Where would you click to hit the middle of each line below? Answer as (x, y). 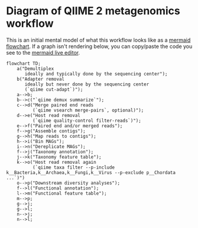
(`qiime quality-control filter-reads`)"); (87, 121)
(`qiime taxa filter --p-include (74, 167)
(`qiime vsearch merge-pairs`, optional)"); (88, 110)
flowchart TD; (24, 64)
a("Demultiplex (35, 69)
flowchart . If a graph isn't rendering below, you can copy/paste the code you (99, 46)
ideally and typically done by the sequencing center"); (96, 74)
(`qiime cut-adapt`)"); (54, 89)
